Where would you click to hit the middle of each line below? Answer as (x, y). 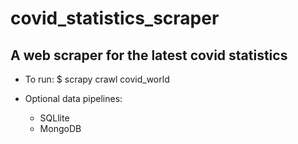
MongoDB (60, 128)
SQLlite (54, 118)
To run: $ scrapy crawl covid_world (97, 79)
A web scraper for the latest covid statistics (149, 55)
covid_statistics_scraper (115, 18)
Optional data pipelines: (73, 98)
